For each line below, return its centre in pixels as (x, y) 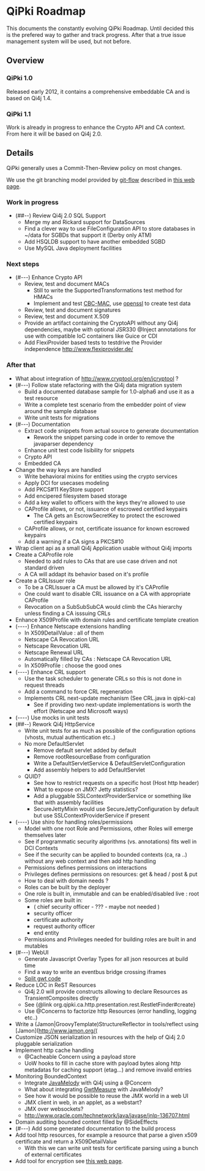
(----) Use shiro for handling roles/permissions (74, 822)
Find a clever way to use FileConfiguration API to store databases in (110, 229)
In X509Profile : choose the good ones (73, 665)
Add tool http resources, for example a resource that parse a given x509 (106, 1135)
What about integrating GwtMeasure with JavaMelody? (94, 1089)
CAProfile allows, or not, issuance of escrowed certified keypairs (106, 509)
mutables (36, 946)
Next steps (23, 264)
